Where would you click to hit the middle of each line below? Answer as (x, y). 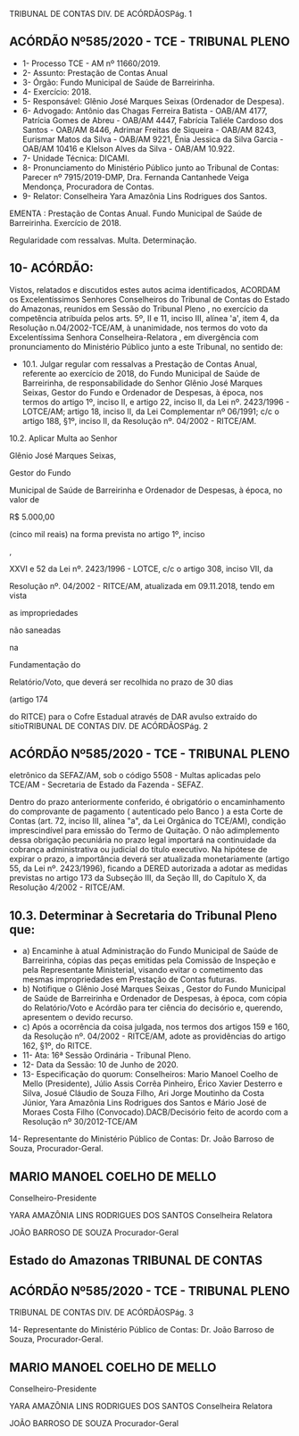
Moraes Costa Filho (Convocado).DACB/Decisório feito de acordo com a (155, 1112)
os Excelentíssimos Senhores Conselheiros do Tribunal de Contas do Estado (149, 299)
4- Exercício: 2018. (57, 91)
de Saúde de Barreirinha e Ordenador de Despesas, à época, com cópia (154, 999)
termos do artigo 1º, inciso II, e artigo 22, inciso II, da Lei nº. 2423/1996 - (156, 402)
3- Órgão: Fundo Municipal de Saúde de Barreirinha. (118, 82)
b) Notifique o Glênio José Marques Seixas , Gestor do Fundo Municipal (154, 989)
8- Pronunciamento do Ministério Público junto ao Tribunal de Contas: (150, 167)
